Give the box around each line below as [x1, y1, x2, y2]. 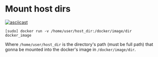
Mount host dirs [5, 3, 71, 14]
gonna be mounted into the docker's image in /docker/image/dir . [5, 46, 136, 52]
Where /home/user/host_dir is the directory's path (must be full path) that [5, 41, 154, 47]
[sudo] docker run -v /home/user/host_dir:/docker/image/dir [5, 28, 132, 33]
